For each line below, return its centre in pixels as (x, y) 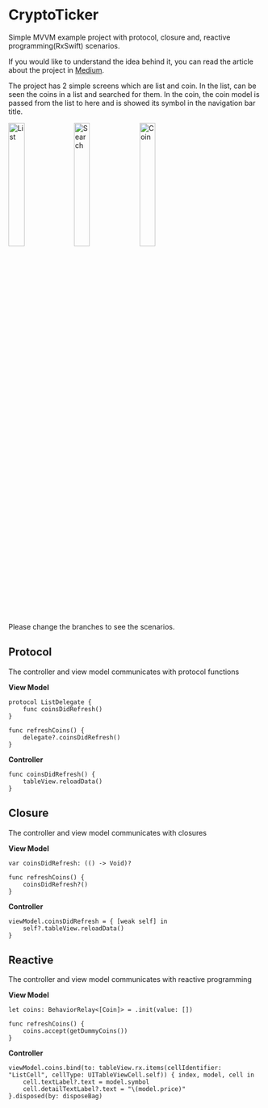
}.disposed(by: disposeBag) (56, 1097)
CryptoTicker (54, 15)
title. (16, 112)
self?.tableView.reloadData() (74, 928)
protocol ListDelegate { (50, 702)
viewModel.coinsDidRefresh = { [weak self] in (88, 921)
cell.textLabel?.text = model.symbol (86, 1082)
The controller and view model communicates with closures (108, 832)
